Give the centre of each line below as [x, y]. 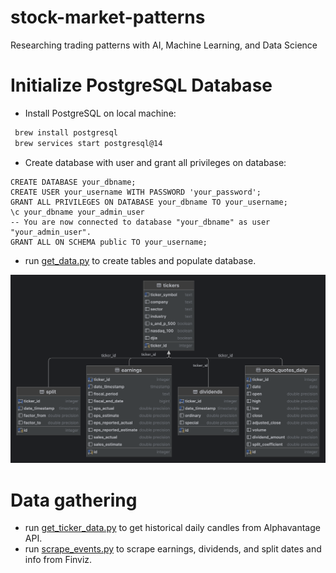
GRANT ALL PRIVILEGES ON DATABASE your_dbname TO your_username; [149, 202]
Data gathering [74, 500]
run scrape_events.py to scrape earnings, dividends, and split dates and [173, 549]
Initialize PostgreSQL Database [141, 85]
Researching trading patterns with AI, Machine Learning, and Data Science [164, 45]
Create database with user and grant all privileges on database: [155, 162]
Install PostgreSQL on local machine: [100, 113]
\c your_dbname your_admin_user [77, 212]
